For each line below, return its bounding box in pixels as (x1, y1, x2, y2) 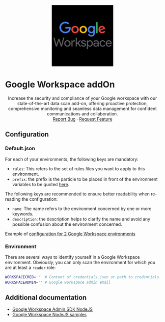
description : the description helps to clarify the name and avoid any (12, 216, 151, 222)
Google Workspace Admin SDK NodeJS (12, 306, 93, 312)
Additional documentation (5, 294, 87, 302)
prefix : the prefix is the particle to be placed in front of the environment (12, 176, 158, 182)
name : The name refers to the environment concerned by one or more (12, 206, 152, 212)
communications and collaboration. (47, 110, 118, 117)
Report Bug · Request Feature (53, 116, 112, 122)
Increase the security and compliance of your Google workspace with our (8, 95, 157, 101)
